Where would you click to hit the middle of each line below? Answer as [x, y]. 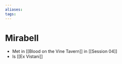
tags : [10, 14]
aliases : [14, 9]
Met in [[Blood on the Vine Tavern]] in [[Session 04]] [65, 51]
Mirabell [22, 38]
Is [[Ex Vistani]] [27, 57]
